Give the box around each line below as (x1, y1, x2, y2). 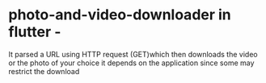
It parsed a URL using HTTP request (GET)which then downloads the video (8, 49, 258, 59)
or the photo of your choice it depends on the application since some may (8, 58, 255, 68)
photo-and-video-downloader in (8, 6, 232, 24)
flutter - (8, 23, 61, 41)
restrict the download (8, 66, 80, 76)
